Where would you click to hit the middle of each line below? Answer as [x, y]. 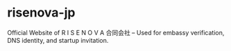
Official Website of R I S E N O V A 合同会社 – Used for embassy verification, [116, 32]
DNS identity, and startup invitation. [58, 40]
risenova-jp [41, 13]
